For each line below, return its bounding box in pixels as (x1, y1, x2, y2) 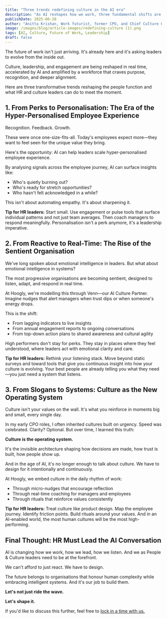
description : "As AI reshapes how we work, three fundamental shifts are (5, 12, 162, 17)
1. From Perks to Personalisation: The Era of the (5, 104, 155, 112)
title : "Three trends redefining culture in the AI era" (5, 7, 126, 12)
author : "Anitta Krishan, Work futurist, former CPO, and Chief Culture (5, 21, 159, 26)
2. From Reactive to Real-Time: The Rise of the (5, 240, 152, 248)
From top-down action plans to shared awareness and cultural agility (12, 331, 154, 337)
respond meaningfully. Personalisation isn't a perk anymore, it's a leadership (5, 220, 162, 226)
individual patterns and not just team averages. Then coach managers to (5, 214, 154, 220)
